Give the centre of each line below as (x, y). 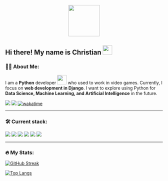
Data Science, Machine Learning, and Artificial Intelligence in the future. (81, 93)
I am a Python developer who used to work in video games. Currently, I (84, 82)
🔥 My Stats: (19, 152)
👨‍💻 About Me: (22, 66)
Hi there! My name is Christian (53, 52)
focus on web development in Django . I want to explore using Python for (80, 88)
